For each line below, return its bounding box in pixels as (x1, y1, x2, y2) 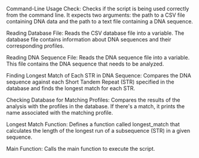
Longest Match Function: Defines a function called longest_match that (6, 121, 180, 128)
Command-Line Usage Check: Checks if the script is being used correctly (6, 5, 189, 12)
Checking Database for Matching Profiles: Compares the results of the (6, 96, 180, 103)
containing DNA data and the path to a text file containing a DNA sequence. (6, 18, 194, 25)
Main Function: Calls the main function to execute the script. (6, 145, 155, 152)
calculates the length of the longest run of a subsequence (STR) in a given (6, 127, 191, 134)
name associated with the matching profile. (6, 109, 113, 116)
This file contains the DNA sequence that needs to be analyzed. (6, 60, 164, 67)
